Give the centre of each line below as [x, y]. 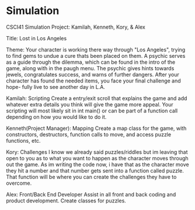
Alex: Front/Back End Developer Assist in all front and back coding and [91, 194]
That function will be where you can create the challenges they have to [91, 177]
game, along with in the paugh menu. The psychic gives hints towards [90, 68]
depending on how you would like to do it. [56, 117]
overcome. [19, 183]
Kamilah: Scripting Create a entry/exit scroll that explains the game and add [97, 98]
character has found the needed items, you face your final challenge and [93, 81]
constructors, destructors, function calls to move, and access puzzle [88, 134]
